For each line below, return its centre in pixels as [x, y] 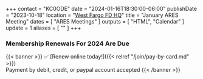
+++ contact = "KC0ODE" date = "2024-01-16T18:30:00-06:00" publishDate [101, 9]
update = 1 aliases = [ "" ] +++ [43, 28]
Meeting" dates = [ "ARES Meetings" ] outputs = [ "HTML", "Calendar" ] [95, 21]
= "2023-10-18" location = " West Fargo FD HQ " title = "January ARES [92, 15]
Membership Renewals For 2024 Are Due [68, 43]
